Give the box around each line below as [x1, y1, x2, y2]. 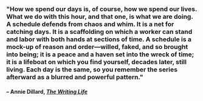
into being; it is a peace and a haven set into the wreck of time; [6, 50, 194, 59]
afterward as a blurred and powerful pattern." [6, 73, 143, 81]
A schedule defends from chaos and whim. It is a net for [6, 20, 174, 28]
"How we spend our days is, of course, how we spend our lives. [6, 5, 198, 13]
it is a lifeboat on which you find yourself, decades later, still [6, 57, 187, 66]
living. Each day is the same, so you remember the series [6, 65, 178, 74]
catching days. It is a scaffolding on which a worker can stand [6, 27, 193, 36]
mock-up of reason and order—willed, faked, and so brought [6, 42, 188, 51]
